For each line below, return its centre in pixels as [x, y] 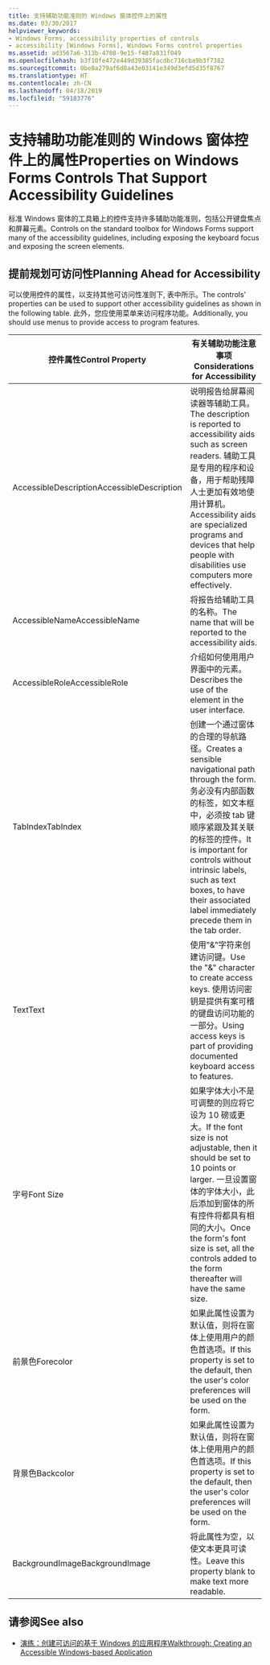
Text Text [29, 1010]
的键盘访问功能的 [222, 1013]
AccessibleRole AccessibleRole [70, 683]
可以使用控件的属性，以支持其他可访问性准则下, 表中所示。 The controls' [127, 294]
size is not [209, 1138]
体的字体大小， [218, 1191]
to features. [212, 1076]
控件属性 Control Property [97, 359]
